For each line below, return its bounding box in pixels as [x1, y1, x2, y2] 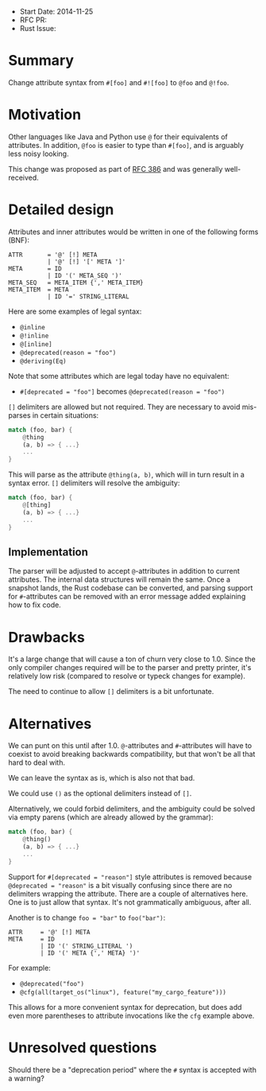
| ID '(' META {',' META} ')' [40, 949, 141, 957]
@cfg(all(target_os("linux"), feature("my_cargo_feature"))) [19, 988, 227, 996]
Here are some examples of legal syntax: [8, 306, 142, 316]
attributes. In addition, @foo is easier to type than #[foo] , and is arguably [8, 140, 245, 150]
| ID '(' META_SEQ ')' [47, 271, 123, 279]
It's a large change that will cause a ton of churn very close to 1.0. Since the [8, 654, 256, 664]
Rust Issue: [19, 24, 57, 33]
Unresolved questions [8, 1038, 157, 1057]
